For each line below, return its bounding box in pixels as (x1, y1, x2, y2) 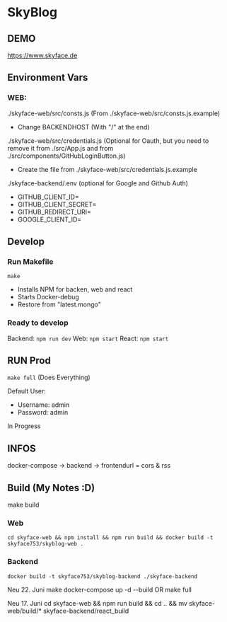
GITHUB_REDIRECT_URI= (17, 207, 92, 216)
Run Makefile (7, 257, 54, 266)
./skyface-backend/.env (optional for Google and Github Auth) (7, 178, 189, 188)
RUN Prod (7, 355, 51, 367)
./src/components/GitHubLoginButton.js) (7, 151, 126, 160)
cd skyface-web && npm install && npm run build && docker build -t (7, 534, 214, 541)
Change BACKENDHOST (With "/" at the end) (17, 122, 150, 131)
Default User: (7, 387, 46, 396)
